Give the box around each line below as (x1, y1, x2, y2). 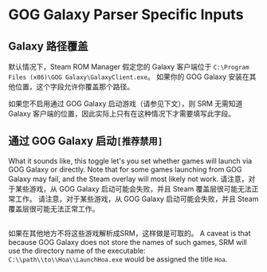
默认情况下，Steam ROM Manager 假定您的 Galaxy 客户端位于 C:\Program (8, 62, 249, 71)
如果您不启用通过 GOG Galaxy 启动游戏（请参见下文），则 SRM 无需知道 (8, 99, 243, 108)
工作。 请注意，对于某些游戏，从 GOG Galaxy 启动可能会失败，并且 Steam (14, 194, 259, 203)
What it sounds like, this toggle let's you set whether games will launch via (8, 156, 253, 165)
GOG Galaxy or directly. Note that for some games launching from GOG (8, 164, 242, 174)
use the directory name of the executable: (8, 246, 146, 256)
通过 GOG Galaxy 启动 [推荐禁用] (8, 134, 163, 148)
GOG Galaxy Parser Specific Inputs (8, 6, 244, 24)
